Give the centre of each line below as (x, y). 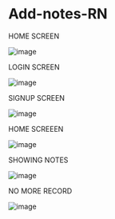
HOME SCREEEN (36, 129)
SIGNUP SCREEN (37, 98)
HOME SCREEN (34, 36)
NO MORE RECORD (40, 191)
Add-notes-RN (58, 14)
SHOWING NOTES (38, 160)
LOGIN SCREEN (34, 67)
